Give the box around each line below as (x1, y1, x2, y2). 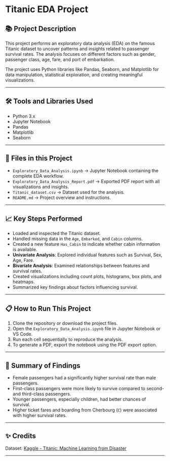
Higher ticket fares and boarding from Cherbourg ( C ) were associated (12, 407, 157, 413)
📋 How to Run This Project (5, 304, 91, 313)
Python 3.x (12, 113, 35, 119)
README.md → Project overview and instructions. (12, 194, 111, 201)
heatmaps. (12, 279, 35, 285)
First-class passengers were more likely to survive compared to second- (12, 386, 164, 392)
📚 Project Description (5, 24, 76, 33)
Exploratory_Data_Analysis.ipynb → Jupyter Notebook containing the (12, 167, 158, 173)
